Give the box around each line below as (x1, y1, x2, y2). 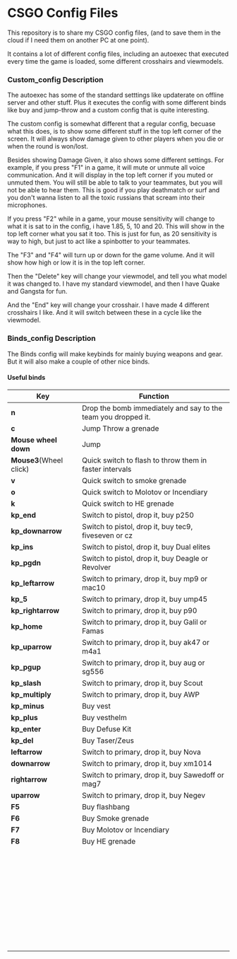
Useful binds (7, 373, 46, 382)
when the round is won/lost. (7, 142, 88, 151)
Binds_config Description (7, 334, 97, 344)
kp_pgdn (11, 557, 41, 567)
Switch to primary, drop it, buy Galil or (82, 617, 207, 627)
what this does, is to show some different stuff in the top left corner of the (7, 127, 222, 136)
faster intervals (82, 464, 132, 474)
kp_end (11, 510, 37, 520)
